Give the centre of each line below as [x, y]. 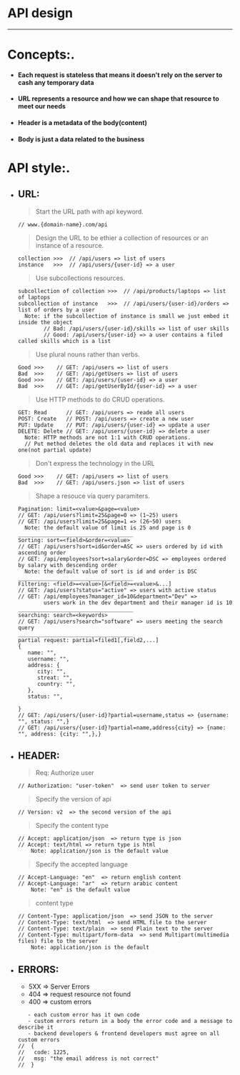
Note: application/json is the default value [100, 851]
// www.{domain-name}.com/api [63, 224]
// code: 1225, [44, 1052]
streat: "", [55, 677]
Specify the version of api [74, 799]
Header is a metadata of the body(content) [82, 122]
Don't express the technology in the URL [95, 463]
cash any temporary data [56, 82]
